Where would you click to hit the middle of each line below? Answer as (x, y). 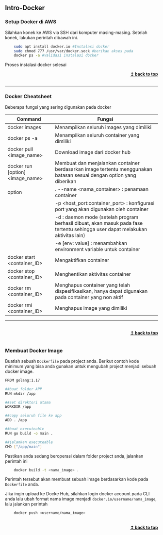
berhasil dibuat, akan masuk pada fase (99, 223)
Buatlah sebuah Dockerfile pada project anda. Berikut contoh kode (72, 361)
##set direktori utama (28, 402)
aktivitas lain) (70, 235)
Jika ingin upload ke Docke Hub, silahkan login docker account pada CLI (77, 494)
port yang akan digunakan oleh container (102, 209)
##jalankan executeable (29, 442)
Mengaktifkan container (82, 260)
